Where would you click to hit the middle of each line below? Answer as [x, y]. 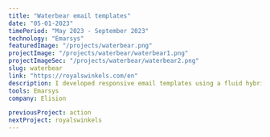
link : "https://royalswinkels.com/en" [73, 76]
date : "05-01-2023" [41, 23]
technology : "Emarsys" [46, 38]
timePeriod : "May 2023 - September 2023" [79, 31]
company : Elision [37, 98]
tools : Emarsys [34, 91]
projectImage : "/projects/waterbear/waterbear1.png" [98, 53]
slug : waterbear [35, 68]
